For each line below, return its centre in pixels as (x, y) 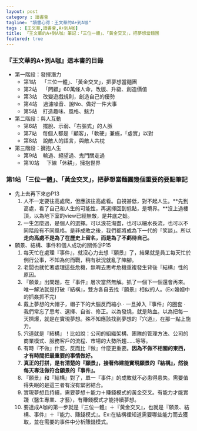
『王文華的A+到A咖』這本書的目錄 (55, 61)
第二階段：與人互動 (38, 119)
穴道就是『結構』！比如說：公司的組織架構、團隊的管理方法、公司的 (106, 333)
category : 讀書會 (27, 17)
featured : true (25, 39)
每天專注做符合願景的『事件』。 (61, 370)
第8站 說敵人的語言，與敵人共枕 (64, 141)
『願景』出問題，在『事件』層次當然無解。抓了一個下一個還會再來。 (106, 282)
